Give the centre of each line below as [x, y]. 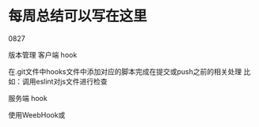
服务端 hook [28, 98]
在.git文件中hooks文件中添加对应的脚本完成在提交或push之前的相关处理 [125, 71]
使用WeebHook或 [37, 114]
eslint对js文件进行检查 [71, 81]
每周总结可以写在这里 [78, 16]
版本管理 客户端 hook [43, 54]
